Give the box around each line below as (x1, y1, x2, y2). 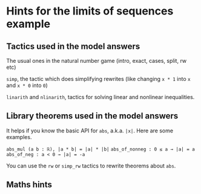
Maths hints (6, 179, 53, 190)
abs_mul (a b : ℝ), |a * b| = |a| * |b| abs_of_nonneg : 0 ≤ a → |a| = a (6, 146, 195, 152)
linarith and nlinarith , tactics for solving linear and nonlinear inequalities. (6, 94, 195, 100)
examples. (6, 133, 32, 140)
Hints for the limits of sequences (6, 4, 174, 18)
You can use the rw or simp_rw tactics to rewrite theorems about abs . (6, 162, 176, 169)
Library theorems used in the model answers (6, 111, 179, 121)
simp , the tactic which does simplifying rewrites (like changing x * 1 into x (6, 76, 191, 82)
